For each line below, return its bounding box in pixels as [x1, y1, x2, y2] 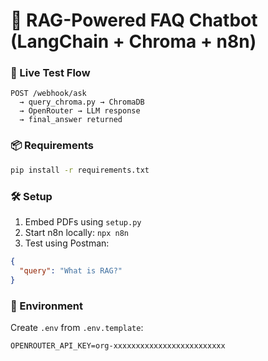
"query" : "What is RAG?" [19, 265, 123, 276]
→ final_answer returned [19, 115, 123, 125]
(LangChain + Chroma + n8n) [10, 30, 257, 53]
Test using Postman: [24, 237, 110, 249]
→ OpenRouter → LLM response [19, 106, 141, 116]
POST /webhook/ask [10, 89, 87, 99]
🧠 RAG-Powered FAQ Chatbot [10, 9, 258, 32]
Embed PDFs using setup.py [24, 215, 142, 228]
